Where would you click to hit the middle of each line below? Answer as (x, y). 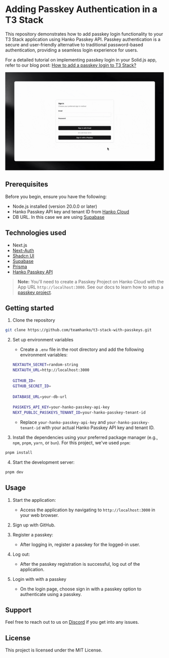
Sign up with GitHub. (34, 525)
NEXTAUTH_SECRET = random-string (45, 365)
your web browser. (39, 515)
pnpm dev (14, 472)
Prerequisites (27, 184)
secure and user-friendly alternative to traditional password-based (74, 44)
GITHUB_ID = (24, 381)
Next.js (20, 245)
